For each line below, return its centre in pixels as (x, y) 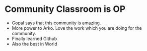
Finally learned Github (34, 39)
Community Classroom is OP (65, 9)
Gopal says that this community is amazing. (56, 23)
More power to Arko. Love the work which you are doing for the (77, 28)
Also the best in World (35, 44)
